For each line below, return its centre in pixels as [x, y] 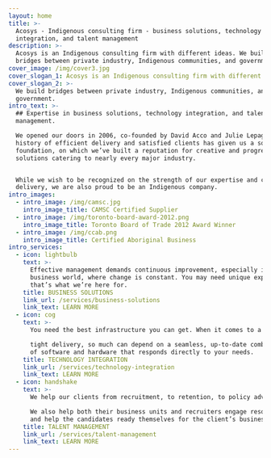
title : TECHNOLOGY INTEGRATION [75, 359]
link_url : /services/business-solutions [92, 300]
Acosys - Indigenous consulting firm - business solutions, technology [139, 31]
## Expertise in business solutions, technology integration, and [129, 114]
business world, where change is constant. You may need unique [140, 277]
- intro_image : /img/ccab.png [66, 232]
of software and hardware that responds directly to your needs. [142, 352]
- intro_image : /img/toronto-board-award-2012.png [102, 217]
